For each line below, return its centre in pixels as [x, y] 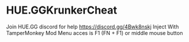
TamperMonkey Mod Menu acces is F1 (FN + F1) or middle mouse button [94, 33]
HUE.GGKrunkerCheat [62, 10]
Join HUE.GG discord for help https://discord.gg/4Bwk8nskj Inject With [92, 27]
